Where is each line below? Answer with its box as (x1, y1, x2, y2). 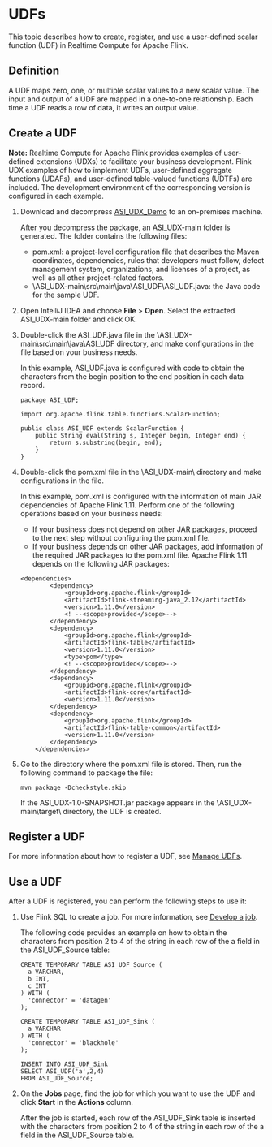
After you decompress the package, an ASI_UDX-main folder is (19, 222, 231, 232)
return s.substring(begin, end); (50, 438, 162, 446)
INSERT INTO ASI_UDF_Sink (19, 1060, 108, 1068)
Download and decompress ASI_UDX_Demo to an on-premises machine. (19, 206, 263, 216)
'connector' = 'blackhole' (28, 1039, 119, 1047)
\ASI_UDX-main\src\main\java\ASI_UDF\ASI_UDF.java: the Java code (32, 281, 261, 291)
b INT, (28, 975, 50, 983)
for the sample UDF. (32, 290, 100, 300)
